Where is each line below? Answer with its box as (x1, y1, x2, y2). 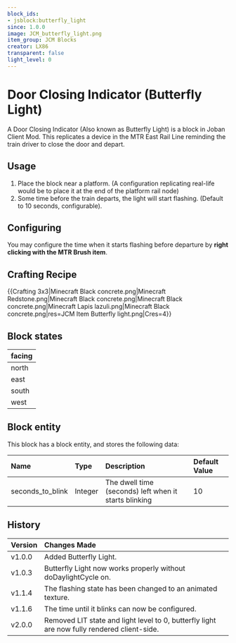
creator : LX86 (7, 43, 49, 50)
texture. (44, 592, 70, 602)
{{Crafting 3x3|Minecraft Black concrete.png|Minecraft (7, 287, 166, 296)
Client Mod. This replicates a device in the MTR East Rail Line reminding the (7, 132, 226, 141)
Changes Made (44, 540, 96, 550)
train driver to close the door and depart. (7, 140, 125, 148)
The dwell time (105, 477, 154, 487)
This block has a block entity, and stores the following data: (7, 440, 179, 448)
